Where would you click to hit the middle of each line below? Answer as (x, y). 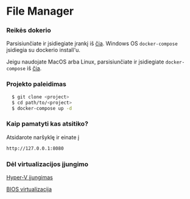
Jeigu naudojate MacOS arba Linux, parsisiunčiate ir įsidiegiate (85, 62)
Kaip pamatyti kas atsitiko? (47, 124)
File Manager (40, 11)
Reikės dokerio (29, 31)
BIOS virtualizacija (29, 189)
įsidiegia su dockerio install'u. (44, 50)
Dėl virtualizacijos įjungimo (47, 164)
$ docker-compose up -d (42, 108)
